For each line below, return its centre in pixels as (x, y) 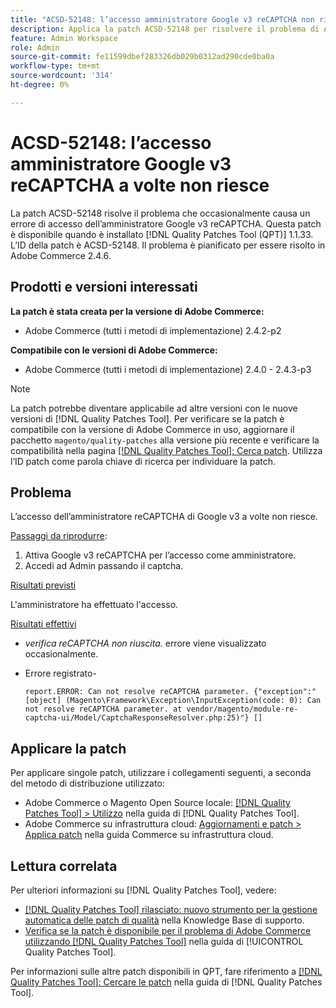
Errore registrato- (60, 673)
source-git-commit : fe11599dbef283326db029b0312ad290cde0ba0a (142, 57)
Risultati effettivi (43, 624)
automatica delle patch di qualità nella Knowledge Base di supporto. (164, 920)
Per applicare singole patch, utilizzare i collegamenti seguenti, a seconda (161, 773)
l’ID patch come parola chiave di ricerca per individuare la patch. (143, 461)
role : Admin (35, 47)
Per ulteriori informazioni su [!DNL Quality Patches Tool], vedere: (143, 890)
